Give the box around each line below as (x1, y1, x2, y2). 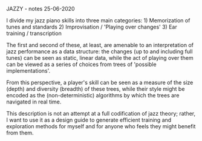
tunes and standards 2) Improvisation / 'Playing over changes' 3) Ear (6, 24, 177, 30)
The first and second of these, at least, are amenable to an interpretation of (6, 42, 194, 48)
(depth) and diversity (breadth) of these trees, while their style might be (6, 85, 185, 93)
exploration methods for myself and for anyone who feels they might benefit (6, 123, 196, 130)
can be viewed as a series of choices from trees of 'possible (6, 61, 157, 68)
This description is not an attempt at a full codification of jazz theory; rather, (6, 110, 196, 117)
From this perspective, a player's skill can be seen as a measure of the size (6, 79, 194, 86)
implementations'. (6, 67, 51, 74)
